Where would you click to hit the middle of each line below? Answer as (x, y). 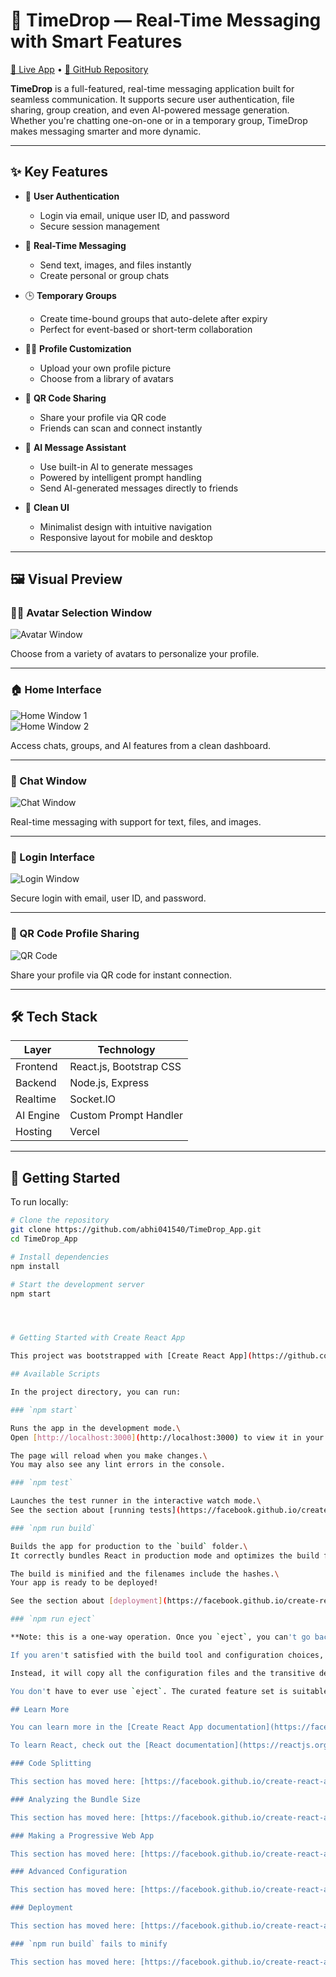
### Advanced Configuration (69, 1872)
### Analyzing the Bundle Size (75, 1799)
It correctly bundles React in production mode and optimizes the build (165, 1555)
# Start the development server (77, 1284)
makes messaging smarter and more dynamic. (106, 131)
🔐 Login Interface (53, 857)
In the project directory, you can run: (96, 1392)
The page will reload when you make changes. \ (109, 1455)
